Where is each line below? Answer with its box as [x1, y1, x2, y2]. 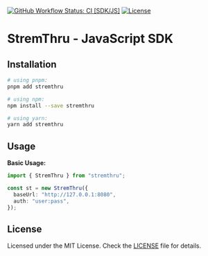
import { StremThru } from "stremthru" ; [7, 172, 126, 180]
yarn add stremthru [7, 121, 64, 128]
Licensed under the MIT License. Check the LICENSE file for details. [7, 241, 202, 250]
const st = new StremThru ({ [7, 185, 89, 191]
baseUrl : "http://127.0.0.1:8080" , [13, 191, 116, 198]
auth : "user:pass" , [13, 198, 70, 205]
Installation [7, 58, 57, 70]
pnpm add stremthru [7, 83, 64, 90]
